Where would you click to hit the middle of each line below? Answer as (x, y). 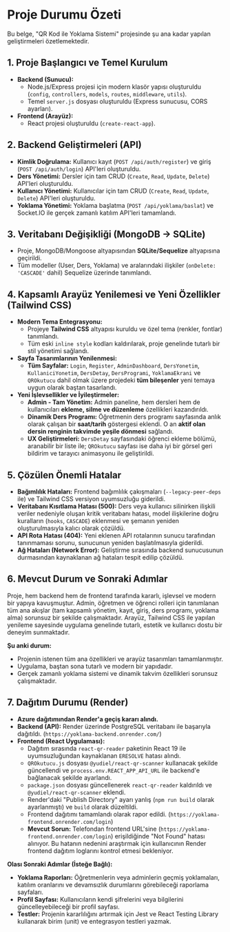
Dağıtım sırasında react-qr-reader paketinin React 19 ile (107, 748)
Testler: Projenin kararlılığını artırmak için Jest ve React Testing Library (118, 914)
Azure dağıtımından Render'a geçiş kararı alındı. (87, 719)
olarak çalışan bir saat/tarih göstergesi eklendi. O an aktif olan (116, 424)
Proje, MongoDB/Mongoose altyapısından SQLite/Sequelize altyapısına (118, 251)
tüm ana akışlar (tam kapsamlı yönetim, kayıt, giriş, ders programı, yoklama (113, 610)
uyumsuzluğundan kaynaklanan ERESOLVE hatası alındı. (104, 755)
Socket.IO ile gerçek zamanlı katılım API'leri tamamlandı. (97, 213)
